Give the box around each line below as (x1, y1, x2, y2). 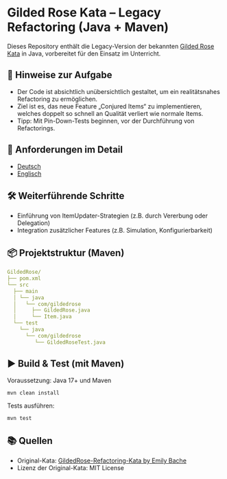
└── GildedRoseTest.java (34, 338, 106, 346)
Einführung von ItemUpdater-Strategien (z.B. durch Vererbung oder (16, 211, 208, 220)
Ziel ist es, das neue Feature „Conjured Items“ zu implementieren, (16, 102, 202, 110)
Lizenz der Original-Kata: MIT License (16, 464, 125, 472)
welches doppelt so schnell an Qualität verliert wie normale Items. (16, 109, 204, 117)
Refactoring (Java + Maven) (7, 19, 169, 35)
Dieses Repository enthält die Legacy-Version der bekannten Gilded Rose (7, 42, 215, 50)
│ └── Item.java (13, 314, 72, 320)
